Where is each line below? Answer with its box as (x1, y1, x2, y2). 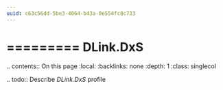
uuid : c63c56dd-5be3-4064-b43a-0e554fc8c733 (6, 10, 136, 17)
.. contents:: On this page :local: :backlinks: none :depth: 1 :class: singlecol (6, 62, 217, 70)
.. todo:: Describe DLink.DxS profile (6, 75, 106, 83)
